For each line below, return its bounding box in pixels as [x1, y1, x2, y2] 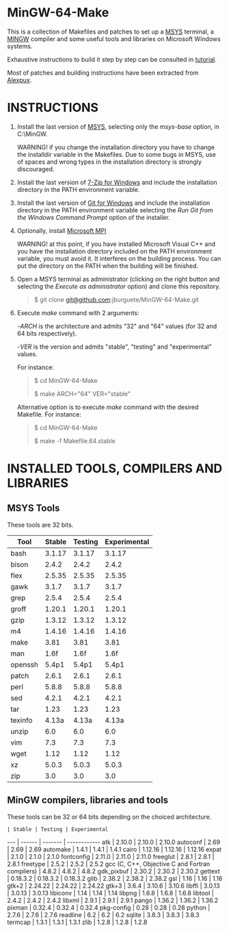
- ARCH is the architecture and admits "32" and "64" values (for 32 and [16, 322, 217, 330]
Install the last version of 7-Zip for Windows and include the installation [16, 178, 217, 186]
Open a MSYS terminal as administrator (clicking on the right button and [16, 275, 220, 283]
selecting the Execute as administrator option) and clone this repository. [16, 282, 221, 290]
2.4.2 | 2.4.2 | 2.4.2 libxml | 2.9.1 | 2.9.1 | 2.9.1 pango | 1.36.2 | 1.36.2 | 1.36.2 [7, 896, 219, 904]
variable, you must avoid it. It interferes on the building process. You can [16, 254, 221, 262]
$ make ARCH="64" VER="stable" [33, 389, 131, 398]
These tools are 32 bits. [7, 521, 74, 529]
